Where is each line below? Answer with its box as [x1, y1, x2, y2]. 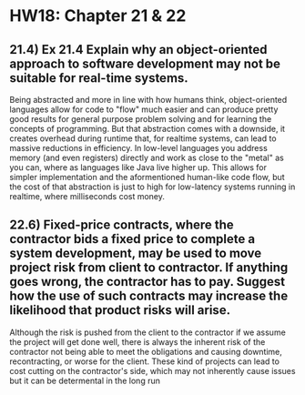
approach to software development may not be [9, 56, 280, 71]
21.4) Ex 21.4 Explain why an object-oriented [9, 42, 268, 57]
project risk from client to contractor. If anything [9, 260, 289, 276]
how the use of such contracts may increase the [9, 289, 289, 304]
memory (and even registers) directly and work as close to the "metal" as [9, 152, 284, 163]
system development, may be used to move [9, 246, 262, 261]
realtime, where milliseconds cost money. [9, 191, 166, 201]
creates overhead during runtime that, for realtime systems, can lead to [9, 133, 277, 144]
